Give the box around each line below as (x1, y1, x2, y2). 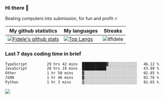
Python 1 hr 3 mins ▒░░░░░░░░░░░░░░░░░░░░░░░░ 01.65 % (5, 80, 160, 85)
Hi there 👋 (5, 4, 29, 11)
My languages (63, 27, 98, 34)
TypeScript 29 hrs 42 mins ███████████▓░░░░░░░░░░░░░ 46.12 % (5, 61, 160, 67)
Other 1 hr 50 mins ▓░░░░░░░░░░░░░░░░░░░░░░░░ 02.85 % (5, 71, 160, 75)
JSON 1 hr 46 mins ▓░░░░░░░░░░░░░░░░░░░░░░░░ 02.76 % (5, 75, 160, 80)
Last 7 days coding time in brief (5, 50, 82, 57)
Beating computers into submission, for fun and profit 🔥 (5, 16, 118, 22)
